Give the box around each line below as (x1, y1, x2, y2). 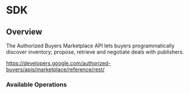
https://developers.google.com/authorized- (6, 60, 111, 67)
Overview (6, 27, 43, 37)
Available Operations (6, 80, 67, 88)
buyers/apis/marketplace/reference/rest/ (6, 66, 105, 73)
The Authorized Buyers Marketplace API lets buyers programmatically (6, 42, 175, 49)
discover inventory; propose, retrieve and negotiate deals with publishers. (6, 48, 185, 55)
